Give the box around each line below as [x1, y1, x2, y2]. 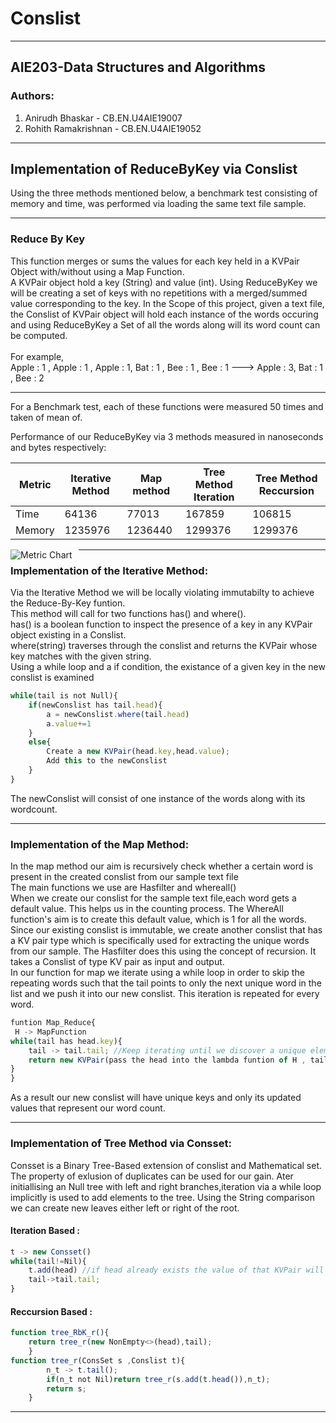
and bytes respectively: [10, 441, 107, 453]
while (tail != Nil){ [10, 1256, 87, 1266]
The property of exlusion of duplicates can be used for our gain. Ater [10, 1170, 294, 1182]
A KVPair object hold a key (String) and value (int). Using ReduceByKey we [10, 276, 318, 288]
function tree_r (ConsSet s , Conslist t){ [10, 1355, 186, 1366]
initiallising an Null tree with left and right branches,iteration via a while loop [10, 1180, 322, 1192]
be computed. [10, 329, 68, 341]
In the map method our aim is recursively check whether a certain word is [10, 860, 314, 872]
